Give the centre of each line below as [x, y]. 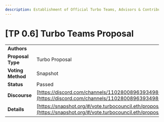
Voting [15, 70]
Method [17, 76]
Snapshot [47, 73]
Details [16, 109]
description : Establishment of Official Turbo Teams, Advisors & [73, 9]
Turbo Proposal [54, 59]
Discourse [20, 95]
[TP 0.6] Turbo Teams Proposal [70, 33]
